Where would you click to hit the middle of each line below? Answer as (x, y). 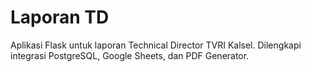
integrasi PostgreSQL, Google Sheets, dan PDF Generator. (130, 55)
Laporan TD (60, 17)
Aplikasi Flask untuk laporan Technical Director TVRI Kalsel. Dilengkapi (156, 45)
